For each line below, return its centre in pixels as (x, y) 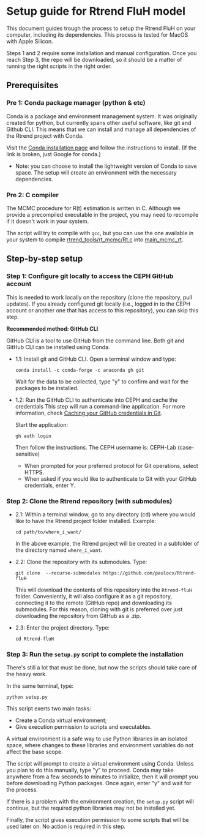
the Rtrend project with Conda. (45, 135)
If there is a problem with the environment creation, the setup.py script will (100, 802)
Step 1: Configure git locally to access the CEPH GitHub (90, 276)
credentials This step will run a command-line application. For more (100, 406)
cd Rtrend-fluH (35, 639)
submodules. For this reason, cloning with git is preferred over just (99, 609)
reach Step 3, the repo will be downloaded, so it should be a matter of (94, 59)
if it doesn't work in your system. (48, 221)
